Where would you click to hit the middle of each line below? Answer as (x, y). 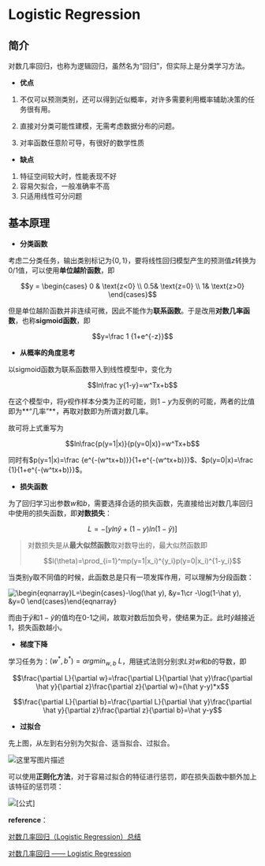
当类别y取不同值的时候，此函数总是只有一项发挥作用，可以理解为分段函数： (131, 577)
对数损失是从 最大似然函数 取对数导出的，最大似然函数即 (117, 545)
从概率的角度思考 (47, 352)
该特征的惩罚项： (36, 786)
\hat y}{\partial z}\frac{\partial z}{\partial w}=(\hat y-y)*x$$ (132, 686)
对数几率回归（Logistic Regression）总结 (75, 837)
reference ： (28, 820)
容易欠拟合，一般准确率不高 (65, 186)
